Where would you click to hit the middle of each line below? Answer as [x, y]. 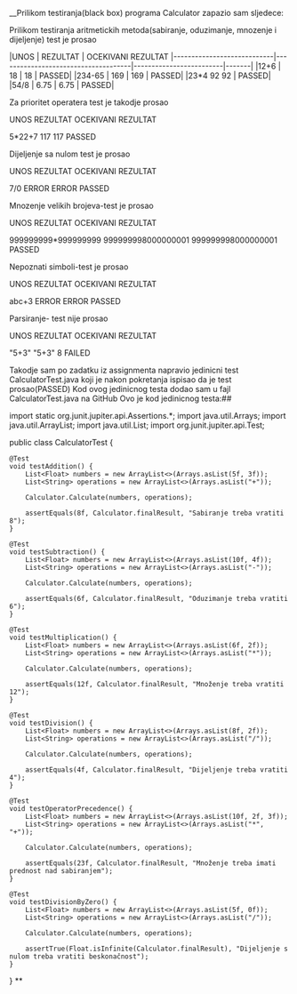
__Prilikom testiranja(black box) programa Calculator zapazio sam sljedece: [147, 13]
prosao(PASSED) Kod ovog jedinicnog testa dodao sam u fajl [120, 389]
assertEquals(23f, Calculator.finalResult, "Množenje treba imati [151, 863]
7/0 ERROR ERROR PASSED [59, 188]
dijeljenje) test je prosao [53, 40]
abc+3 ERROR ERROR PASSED [65, 301]
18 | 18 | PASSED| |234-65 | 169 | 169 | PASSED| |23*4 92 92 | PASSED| [140, 76]
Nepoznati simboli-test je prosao [69, 267]
